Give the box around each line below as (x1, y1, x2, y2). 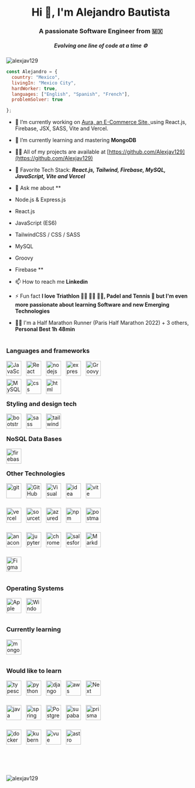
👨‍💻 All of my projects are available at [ (14, 148, 109, 155)
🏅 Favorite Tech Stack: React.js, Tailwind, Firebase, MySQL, (14, 166, 166, 174)
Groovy (14, 254, 34, 261)
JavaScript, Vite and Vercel (14, 173, 86, 180)
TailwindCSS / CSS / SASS (14, 231, 80, 239)
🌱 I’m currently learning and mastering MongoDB (14, 137, 137, 144)
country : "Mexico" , (11, 74, 61, 80)
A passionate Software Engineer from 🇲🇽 (38, 27, 163, 36)
